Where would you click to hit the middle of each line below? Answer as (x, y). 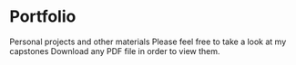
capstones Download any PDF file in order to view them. (115, 51)
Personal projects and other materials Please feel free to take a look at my (148, 42)
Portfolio (43, 17)
